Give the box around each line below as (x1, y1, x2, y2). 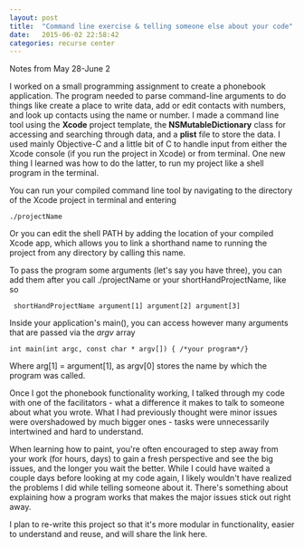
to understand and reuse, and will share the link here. (9, 529, 208, 540)
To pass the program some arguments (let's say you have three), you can (9, 264, 282, 276)
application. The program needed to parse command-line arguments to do (9, 91, 287, 101)
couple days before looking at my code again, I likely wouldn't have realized (9, 473, 292, 484)
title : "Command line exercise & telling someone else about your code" (9, 22, 294, 31)
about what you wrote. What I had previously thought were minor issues (9, 407, 278, 418)
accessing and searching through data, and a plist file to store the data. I (9, 129, 280, 140)
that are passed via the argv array (9, 327, 136, 338)
